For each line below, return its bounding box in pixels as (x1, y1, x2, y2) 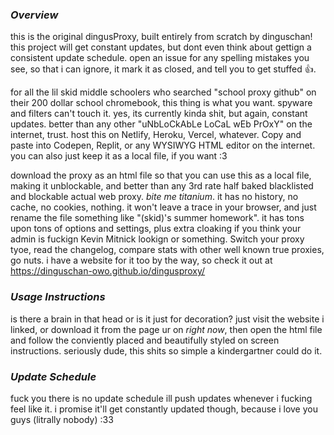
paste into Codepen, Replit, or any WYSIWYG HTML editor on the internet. (10, 139, 316, 152)
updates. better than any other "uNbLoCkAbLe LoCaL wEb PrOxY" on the (10, 118, 313, 130)
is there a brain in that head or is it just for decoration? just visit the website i (10, 313, 325, 325)
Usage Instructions (10, 290, 106, 304)
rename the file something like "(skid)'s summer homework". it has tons (10, 212, 305, 224)
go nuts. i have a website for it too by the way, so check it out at (10, 254, 273, 267)
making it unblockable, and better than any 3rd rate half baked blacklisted (10, 180, 314, 192)
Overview (10, 8, 59, 22)
